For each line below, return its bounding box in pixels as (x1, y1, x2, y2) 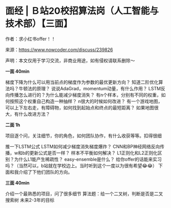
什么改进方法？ (18, 111, 50, 117)
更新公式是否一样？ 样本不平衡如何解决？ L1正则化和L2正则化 (30, 149, 158, 156)
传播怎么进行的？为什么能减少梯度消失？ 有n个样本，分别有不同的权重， (9, 92, 162, 98)
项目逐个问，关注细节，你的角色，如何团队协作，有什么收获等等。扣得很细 (5, 133, 162, 139)
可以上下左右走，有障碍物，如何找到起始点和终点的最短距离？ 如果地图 (5, 105, 154, 111)
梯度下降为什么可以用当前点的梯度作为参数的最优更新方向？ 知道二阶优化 (5, 79, 159, 85)
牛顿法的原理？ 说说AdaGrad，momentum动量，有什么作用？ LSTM (18, 85, 161, 91)
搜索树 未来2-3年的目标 (5, 197, 55, 203)
